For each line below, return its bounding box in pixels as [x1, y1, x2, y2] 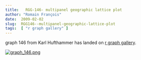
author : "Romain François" [5, 12, 62, 17]
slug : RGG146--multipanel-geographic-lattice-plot [5, 21, 115, 26]
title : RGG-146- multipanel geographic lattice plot [5, 7, 122, 12]
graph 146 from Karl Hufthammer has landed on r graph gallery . [5, 39, 136, 45]
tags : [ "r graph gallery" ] [5, 26, 69, 31]
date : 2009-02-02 [5, 16, 44, 21]
